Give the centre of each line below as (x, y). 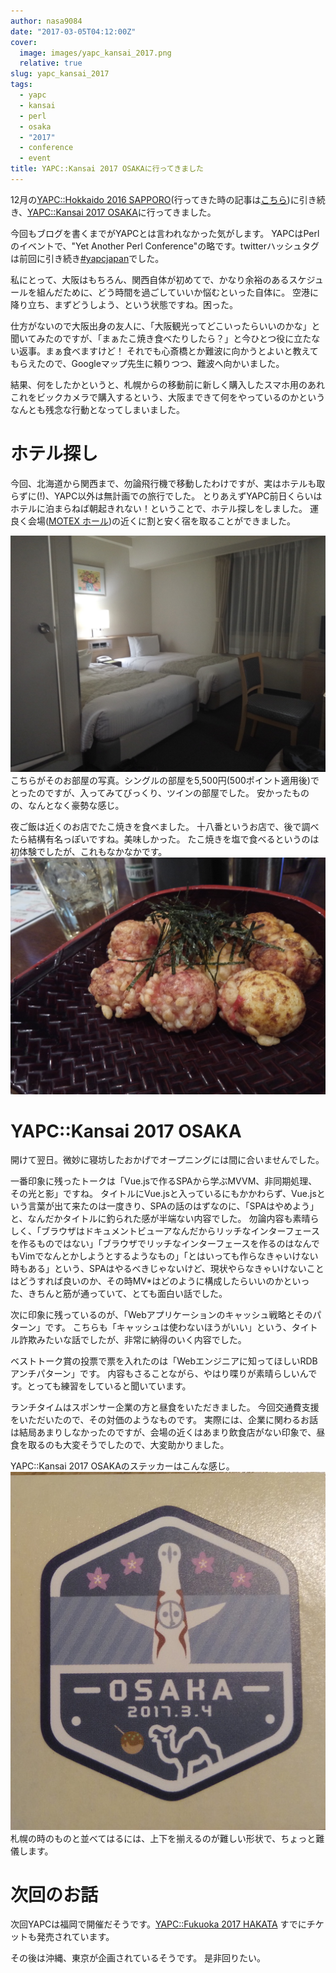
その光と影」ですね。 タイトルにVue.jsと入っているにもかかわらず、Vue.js (163, 1194)
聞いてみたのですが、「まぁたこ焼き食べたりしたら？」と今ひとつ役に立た (161, 338)
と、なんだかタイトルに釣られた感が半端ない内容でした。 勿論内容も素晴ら (165, 1219)
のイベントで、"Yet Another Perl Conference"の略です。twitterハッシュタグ (165, 246)
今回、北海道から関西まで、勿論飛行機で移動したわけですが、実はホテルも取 (168, 483)
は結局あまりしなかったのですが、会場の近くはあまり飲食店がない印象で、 (163, 1432)
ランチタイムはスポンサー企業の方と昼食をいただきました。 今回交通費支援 (165, 1407)
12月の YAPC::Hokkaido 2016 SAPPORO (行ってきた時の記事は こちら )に (155, 199)
